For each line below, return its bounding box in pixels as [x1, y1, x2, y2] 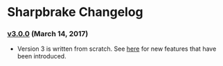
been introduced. [17, 52, 67, 60]
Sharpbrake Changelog [7, 4, 143, 20]
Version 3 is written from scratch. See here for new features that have [17, 44, 217, 53]
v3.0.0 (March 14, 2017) [7, 29, 89, 39]
